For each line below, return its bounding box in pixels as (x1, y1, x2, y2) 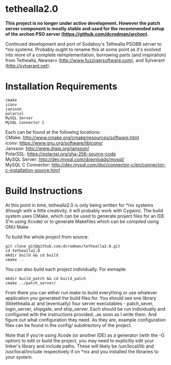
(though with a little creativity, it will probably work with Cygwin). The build (5, 207, 163, 213)
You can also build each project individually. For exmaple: (5, 266, 127, 272)
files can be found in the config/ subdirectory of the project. (5, 322, 132, 328)
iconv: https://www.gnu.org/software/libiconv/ (5, 139, 103, 146)
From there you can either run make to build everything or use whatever (5, 289, 158, 295)
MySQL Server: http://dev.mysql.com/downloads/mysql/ (5, 156, 125, 162)
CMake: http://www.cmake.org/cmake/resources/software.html (5, 134, 140, 140)
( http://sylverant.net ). (5, 63, 50, 69)
